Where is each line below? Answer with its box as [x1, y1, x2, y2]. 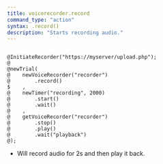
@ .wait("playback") [7, 131, 87, 139]
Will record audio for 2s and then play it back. [16, 150, 145, 158]
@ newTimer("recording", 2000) [7, 90, 106, 96]
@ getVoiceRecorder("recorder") [7, 113, 108, 120]
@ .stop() [7, 120, 57, 126]
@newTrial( [7, 66, 38, 72]
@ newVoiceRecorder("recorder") [7, 72, 108, 79]
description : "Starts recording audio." [7, 29, 124, 36]
